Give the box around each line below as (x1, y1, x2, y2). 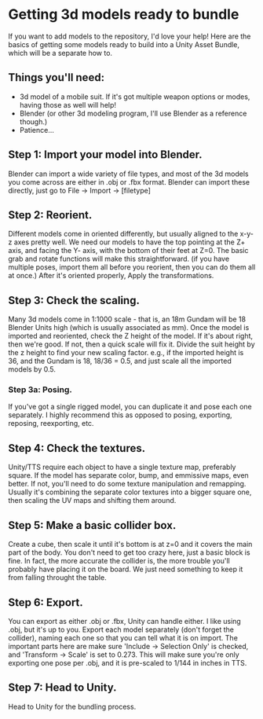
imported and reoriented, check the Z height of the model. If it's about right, (8, 332, 254, 341)
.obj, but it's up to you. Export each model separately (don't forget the (8, 625, 234, 634)
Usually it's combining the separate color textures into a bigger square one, (8, 487, 252, 497)
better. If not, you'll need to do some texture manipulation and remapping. (8, 479, 247, 489)
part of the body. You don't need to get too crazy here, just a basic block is (8, 548, 250, 557)
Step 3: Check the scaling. (8, 293, 140, 307)
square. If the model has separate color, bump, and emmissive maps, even (8, 471, 249, 480)
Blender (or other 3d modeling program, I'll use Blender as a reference (19, 108, 247, 118)
